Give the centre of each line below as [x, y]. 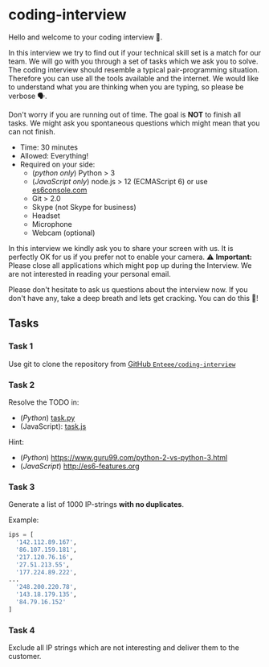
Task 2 [22, 385]
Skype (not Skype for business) [84, 207]
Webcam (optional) [63, 233]
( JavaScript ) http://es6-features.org [79, 466]
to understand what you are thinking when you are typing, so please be [126, 87]
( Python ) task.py [47, 418]
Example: [24, 520]
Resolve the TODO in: [44, 402]
